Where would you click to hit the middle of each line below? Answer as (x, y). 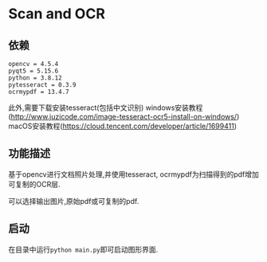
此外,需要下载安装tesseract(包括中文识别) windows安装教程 (106, 108)
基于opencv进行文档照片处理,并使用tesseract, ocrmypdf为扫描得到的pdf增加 (133, 174)
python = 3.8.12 (35, 78)
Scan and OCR (57, 14)
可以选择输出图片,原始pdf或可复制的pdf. (74, 201)
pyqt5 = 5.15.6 (33, 71)
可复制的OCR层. (34, 184)
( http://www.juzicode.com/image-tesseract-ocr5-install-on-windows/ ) (124, 117)
